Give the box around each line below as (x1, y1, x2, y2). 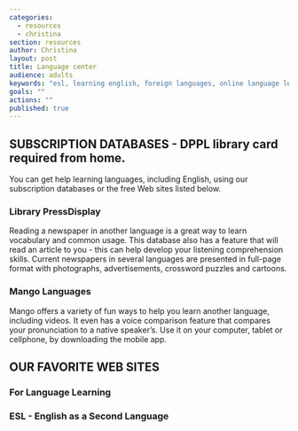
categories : (9, 12, 53, 22)
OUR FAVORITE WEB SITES (9, 360, 160, 375)
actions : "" (9, 95, 53, 105)
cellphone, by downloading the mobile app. (9, 333, 167, 344)
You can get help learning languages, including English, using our (9, 174, 248, 184)
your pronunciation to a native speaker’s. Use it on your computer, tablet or (9, 325, 283, 335)
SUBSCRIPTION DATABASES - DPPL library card (9, 137, 278, 152)
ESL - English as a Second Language (9, 410, 169, 422)
